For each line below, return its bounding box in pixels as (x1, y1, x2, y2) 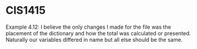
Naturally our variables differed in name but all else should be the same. (5, 36, 183, 43)
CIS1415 (5, 4, 46, 17)
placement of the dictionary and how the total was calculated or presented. (5, 29, 191, 36)
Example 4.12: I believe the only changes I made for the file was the (5, 23, 171, 30)
